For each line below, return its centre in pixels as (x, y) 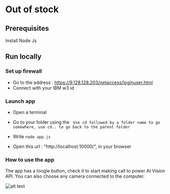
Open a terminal (30, 112)
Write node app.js (32, 136)
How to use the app (30, 160)
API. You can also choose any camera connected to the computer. (75, 176)
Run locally (24, 57)
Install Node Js (21, 40)
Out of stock (32, 9)
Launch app (20, 101)
